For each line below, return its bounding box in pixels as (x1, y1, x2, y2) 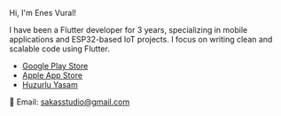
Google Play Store (21, 61, 89, 71)
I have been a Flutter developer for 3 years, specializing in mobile (9, 25, 248, 35)
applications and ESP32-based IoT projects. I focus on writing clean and (9, 35, 273, 44)
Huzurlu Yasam (21, 80, 78, 89)
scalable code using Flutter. (9, 43, 111, 54)
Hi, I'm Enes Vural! (9, 8, 77, 18)
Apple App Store (21, 70, 82, 81)
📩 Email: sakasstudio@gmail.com (9, 97, 130, 107)
